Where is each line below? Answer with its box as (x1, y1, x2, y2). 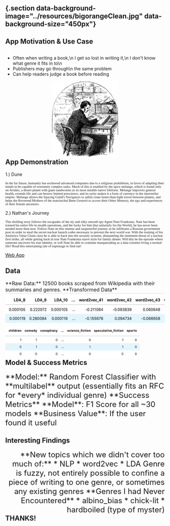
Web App (5, 252, 25, 258)
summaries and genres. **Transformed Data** (5, 286, 117, 293)
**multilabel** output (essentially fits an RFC (5, 381, 164, 391)
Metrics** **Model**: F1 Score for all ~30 (5, 399, 156, 409)
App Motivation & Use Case (5, 37, 94, 46)
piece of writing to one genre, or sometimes (8, 477, 165, 487)
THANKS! (5, 514, 36, 522)
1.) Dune (5, 171, 23, 177)
